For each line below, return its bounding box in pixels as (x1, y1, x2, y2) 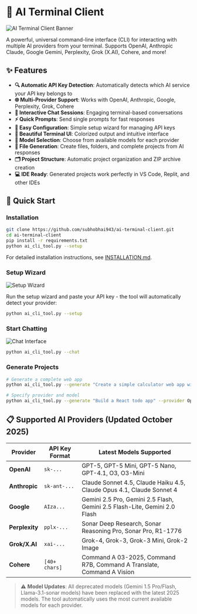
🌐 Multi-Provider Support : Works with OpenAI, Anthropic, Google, (14, 96, 176, 103)
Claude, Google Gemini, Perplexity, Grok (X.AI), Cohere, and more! (6, 48, 167, 55)
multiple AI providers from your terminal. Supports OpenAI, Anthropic (6, 42, 173, 49)
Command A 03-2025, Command (81, 553, 176, 561)
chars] (43, 564, 63, 571)
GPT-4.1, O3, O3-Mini (81, 469, 145, 477)
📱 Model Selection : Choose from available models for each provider (14, 136, 179, 143)
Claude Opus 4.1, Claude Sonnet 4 (81, 486, 178, 494)
